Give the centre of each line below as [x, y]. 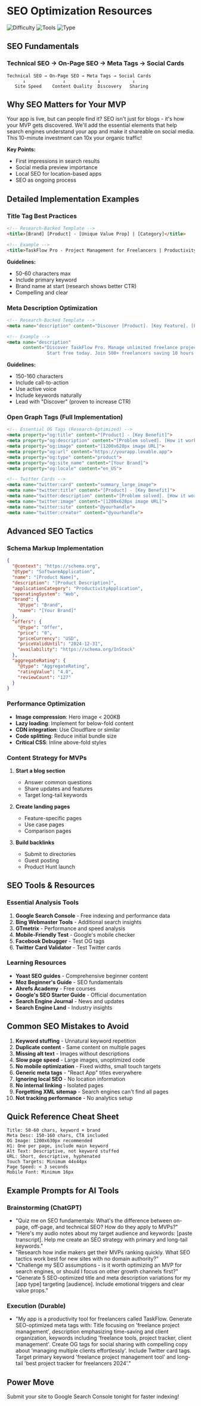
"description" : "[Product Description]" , [64, 583]
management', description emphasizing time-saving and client [92, 1332]
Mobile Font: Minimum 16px [40, 1172]
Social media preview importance [56, 167]
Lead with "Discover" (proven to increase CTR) [73, 402]
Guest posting [41, 860]
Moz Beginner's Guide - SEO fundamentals [69, 982]
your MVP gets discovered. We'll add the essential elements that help [92, 125]
